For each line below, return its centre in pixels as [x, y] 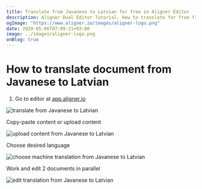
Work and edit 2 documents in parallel [53, 168]
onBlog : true [23, 40]
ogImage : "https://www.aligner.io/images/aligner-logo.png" [83, 23]
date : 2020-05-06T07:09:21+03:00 [48, 28]
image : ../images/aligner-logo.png [51, 34]
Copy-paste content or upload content [54, 122]
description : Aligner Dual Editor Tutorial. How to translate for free [98, 17]
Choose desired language [38, 145]
